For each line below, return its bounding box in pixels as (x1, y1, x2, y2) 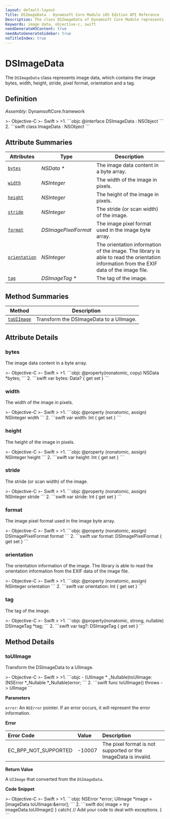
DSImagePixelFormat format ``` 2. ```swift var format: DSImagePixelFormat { (5, 533, 162, 539)
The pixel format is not (102, 741, 156, 748)
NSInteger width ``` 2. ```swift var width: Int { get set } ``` (5, 415, 121, 421)
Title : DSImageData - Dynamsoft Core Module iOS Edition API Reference (5, 12, 159, 17)
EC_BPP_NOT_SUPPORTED (8, 747, 73, 754)
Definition (5, 95, 37, 103)
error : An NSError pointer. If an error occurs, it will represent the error (5, 705, 150, 711)
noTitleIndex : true (5, 36, 47, 41)
